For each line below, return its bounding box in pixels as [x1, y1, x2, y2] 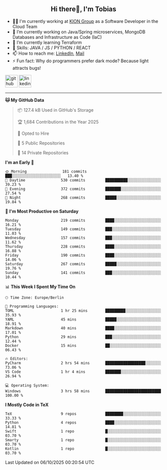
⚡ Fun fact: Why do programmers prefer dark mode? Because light [12, 58, 149, 64]
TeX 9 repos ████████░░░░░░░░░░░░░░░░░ [5, 411, 162, 416]
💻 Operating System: [5, 383, 50, 388]
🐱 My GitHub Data [5, 97, 45, 103]
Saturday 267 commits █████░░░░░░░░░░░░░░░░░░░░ [5, 261, 162, 267]
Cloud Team [12, 23, 37, 29]
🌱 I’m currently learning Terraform [12, 39, 82, 45]
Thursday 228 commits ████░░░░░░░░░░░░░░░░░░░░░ [5, 244, 162, 249]
